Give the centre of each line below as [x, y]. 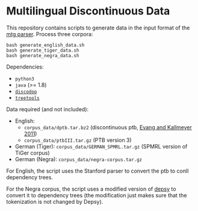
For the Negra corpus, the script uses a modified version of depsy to [91, 189]
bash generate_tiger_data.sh [43, 50]
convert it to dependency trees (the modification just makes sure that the [97, 195]
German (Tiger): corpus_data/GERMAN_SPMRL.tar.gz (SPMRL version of [101, 146]
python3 [24, 79]
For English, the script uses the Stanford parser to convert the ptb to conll [97, 171]
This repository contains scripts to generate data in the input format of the [98, 28]
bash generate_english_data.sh [45, 45]
